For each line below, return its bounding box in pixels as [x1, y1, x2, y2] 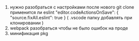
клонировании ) [9, 20, 44, 26]
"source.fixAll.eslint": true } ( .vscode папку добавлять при [9, 15, 133, 20]
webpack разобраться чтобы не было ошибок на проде [9, 25, 128, 31]
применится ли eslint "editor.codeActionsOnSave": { [9, 9, 119, 15]
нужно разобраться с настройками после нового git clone [9, 4, 135, 10]
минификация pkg [9, 31, 48, 36]
